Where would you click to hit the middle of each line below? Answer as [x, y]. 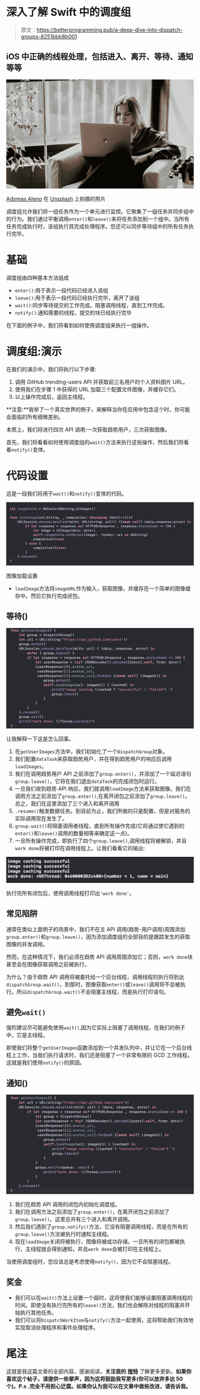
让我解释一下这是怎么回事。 [40, 739]
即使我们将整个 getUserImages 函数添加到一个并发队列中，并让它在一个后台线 [99, 1048]
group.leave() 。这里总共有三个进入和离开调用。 [74, 1219]
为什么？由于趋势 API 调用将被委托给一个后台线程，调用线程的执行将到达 [95, 976]
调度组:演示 [34, 352]
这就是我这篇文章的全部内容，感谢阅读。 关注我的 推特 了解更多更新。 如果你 [99, 1371]
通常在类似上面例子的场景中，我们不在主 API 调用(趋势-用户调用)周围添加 [96, 929]
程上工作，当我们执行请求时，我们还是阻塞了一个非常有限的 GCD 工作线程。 [99, 1055]
